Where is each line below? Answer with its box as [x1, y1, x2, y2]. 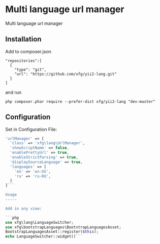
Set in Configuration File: [5, 126, 57, 132]
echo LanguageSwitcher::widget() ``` [5, 234, 83, 239]
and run [5, 89, 22, 95]
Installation [5, 35, 42, 44]
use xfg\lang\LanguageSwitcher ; [5, 220, 74, 225]
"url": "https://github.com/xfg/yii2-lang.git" [14, 71, 117, 76]
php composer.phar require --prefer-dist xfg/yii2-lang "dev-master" [5, 99, 156, 104]
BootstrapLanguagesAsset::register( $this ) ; [5, 229, 99, 234]
